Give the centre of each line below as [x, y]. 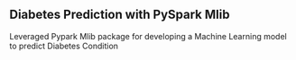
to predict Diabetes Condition [64, 46]
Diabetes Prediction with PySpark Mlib [120, 15]
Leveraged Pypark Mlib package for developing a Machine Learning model [148, 36]
